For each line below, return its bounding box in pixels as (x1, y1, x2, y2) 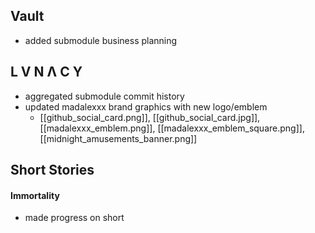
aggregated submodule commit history (24, 90, 185, 102)
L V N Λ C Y (10, 64, 83, 81)
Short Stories (10, 162, 95, 179)
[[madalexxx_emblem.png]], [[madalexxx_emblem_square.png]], (39, 122, 305, 134)
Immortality (10, 189, 60, 201)
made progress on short (24, 212, 125, 224)
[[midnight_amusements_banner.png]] (39, 132, 198, 144)
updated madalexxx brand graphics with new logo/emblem (24, 100, 268, 113)
